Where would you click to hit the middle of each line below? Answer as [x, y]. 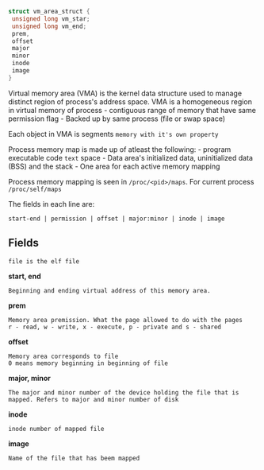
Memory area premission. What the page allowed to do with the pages [126, 320]
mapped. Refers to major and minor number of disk [94, 399]
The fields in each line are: [52, 204]
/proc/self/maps [35, 189]
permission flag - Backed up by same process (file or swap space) [117, 118]
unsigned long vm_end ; [49, 26]
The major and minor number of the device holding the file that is [124, 392]
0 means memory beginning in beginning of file [88, 363]
